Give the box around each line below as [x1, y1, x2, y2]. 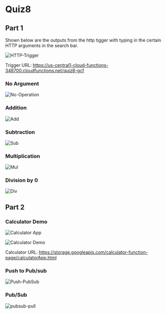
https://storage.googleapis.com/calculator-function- [38, 249, 148, 255]
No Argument [5, 80, 39, 87]
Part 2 [5, 203, 25, 211]
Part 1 [5, 24, 24, 32]
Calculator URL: [5, 249, 38, 255]
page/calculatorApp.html [5, 255, 57, 261]
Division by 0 [5, 177, 38, 184]
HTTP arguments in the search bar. [5, 43, 78, 49]
